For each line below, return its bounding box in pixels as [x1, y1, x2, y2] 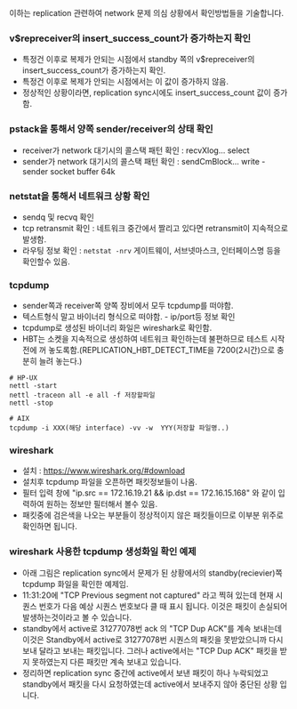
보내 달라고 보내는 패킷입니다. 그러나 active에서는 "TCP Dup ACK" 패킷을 [21, 645, 278, 656]
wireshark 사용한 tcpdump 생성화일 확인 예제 [9, 545, 197, 558]
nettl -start [9, 382, 58, 391]
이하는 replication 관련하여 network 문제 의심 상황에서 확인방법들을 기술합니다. [9, 8, 285, 18]
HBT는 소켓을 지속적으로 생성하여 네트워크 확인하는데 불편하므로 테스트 [21, 334, 269, 344]
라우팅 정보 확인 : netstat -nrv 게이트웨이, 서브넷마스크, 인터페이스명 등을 [21, 245, 282, 255]
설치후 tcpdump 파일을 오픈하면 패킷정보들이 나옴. [21, 477, 198, 487]
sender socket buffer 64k [21, 165, 116, 176]
